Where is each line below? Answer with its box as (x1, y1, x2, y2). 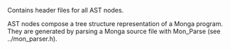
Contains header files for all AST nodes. (7, 6, 124, 14)
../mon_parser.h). (7, 35, 58, 43)
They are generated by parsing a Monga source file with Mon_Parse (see (7, 27, 221, 35)
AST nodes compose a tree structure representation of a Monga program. (7, 20, 224, 27)
